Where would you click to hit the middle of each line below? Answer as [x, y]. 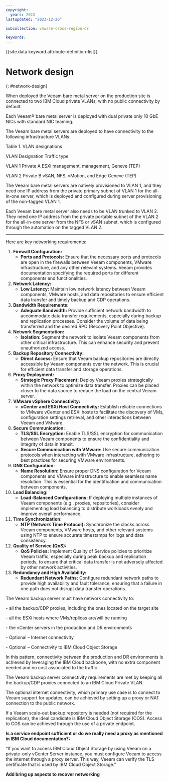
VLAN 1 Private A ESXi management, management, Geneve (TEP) [73, 166]
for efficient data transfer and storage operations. [72, 369]
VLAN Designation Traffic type [37, 156]
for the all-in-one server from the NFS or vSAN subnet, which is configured [83, 222]
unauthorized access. [43, 348]
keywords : [16, 38]
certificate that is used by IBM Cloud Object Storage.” [61, 765]
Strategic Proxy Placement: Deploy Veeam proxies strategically [87, 380]
